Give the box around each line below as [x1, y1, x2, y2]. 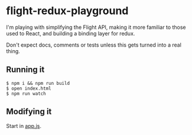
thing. [6, 47, 21, 54]
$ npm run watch [6, 90, 46, 97]
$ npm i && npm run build [6, 80, 70, 86]
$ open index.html [6, 85, 51, 91]
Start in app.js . [6, 122, 41, 129]
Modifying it [6, 107, 52, 117]
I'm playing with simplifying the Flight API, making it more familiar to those [6, 24, 186, 31]
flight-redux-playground [6, 4, 129, 18]
